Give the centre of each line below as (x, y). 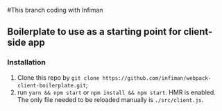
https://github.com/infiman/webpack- (157, 78)
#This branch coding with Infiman (55, 10)
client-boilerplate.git (52, 85)
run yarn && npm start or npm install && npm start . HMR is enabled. (117, 92)
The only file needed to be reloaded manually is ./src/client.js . (110, 99)
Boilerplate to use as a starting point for (94, 32)
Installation (27, 62)
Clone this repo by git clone (58, 77)
